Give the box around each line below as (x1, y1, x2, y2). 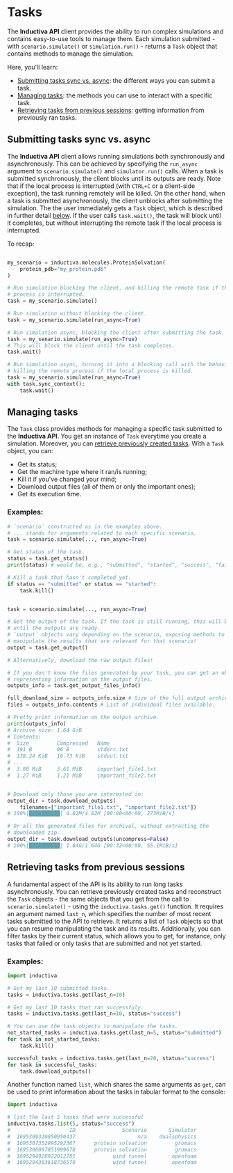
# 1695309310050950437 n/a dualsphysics (7, 1133, 197, 1140)
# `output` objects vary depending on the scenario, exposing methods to (7, 631, 225, 638)
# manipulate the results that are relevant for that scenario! (7, 638, 197, 645)
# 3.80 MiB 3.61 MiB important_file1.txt (7, 766, 157, 773)
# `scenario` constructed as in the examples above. (7, 523, 163, 530)
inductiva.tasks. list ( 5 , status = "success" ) (7, 1120, 135, 1128)
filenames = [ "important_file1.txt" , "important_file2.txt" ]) (19, 803, 197, 811)
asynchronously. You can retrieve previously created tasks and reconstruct (7, 887, 222, 895)
